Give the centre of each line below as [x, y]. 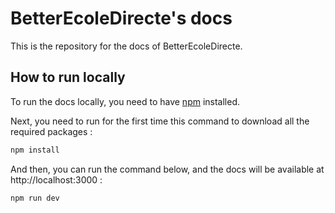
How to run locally [68, 77]
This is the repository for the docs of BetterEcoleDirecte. [126, 46]
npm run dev [35, 198]
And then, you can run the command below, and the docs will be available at [167, 169]
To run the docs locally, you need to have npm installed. [125, 101]
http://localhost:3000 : [56, 179]
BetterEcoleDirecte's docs [121, 18]
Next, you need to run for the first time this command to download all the [160, 121]
